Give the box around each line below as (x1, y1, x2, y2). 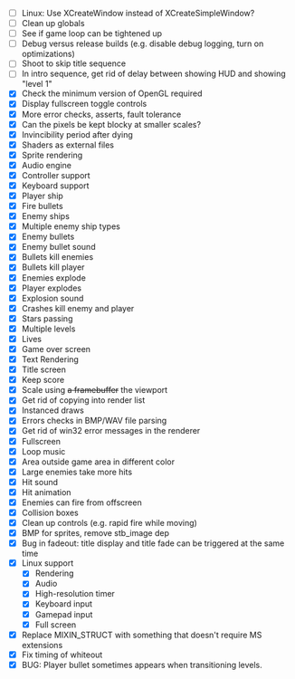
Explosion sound (21, 292, 84, 303)
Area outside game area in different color (21, 456, 176, 467)
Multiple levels (21, 323, 76, 334)
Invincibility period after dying (21, 129, 133, 139)
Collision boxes (21, 507, 79, 518)
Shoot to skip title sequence (21, 58, 127, 69)
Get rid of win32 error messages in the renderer (21, 426, 201, 436)
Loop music (21, 445, 66, 456)
